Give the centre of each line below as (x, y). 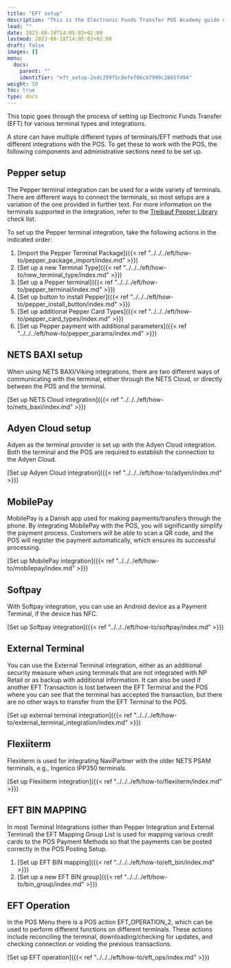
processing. (24, 548)
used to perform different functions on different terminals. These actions (110, 929)
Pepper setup (37, 173)
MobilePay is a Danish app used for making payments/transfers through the (114, 518)
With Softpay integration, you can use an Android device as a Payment (107, 607)
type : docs (23, 97)
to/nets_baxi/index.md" (40, 407)
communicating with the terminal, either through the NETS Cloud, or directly (115, 378)
